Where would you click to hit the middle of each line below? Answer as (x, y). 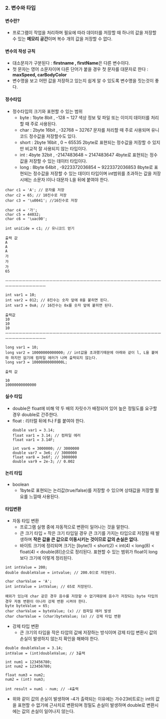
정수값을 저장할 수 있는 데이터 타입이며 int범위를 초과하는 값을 (92, 173)
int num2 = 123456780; (28, 666)
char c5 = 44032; (23, 215)
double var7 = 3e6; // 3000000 (45, 453)
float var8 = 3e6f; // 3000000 (45, 457)
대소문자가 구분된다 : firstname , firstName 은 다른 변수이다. (71, 63)
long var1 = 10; (22, 347)
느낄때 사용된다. (44, 496)
